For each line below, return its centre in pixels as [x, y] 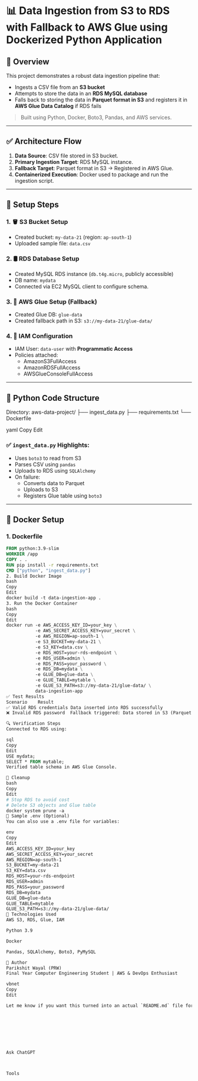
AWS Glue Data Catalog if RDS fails [58, 106]
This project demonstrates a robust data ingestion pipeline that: [83, 76]
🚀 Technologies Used [32, 914]
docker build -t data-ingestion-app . [54, 598]
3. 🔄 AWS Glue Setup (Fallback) [52, 302]
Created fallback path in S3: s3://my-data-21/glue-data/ [83, 321]
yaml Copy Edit [24, 430]
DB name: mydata [35, 280]
